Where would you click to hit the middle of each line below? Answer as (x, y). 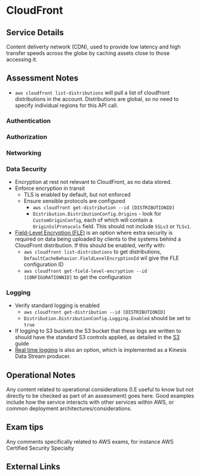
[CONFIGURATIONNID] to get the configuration (78, 277)
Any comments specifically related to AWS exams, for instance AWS (90, 441)
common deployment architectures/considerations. (69, 408)
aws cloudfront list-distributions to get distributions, (93, 251)
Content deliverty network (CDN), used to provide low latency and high (93, 47)
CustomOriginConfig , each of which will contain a (93, 220)
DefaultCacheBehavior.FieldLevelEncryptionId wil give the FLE (101, 258)
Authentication (28, 121)
